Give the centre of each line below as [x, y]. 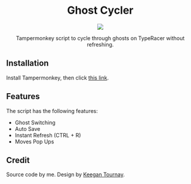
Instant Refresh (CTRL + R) [48, 135]
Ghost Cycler [100, 10]
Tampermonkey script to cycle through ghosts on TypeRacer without [100, 38]
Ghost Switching [35, 122]
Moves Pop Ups [34, 142]
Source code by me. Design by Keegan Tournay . [66, 174]
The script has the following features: [52, 111]
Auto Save [27, 128]
